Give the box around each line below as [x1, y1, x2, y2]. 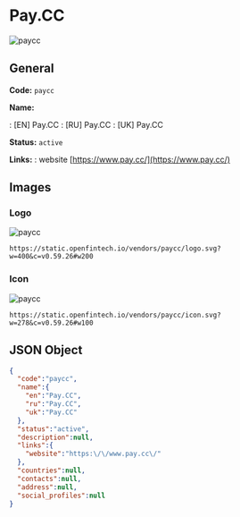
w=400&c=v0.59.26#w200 [9, 252, 94, 261]
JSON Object [9, 343, 83, 358]
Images [9, 180, 52, 195]
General [9, 61, 55, 76]
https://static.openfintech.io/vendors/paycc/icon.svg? [9, 310, 221, 319]
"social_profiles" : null [17, 491, 105, 500]
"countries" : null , [17, 466, 87, 475]
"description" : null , [17, 433, 94, 442]
